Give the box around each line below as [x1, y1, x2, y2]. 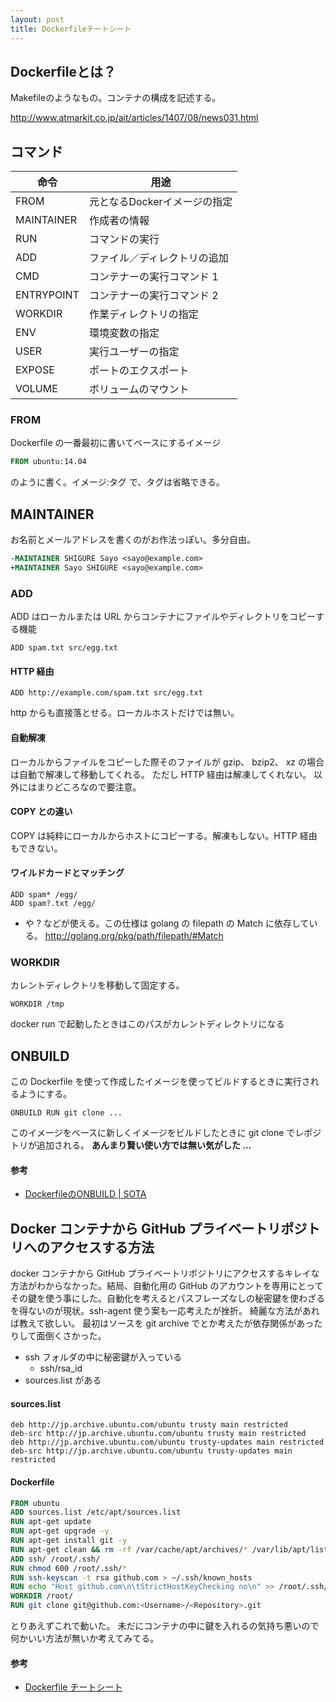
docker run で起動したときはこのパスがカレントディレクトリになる [10, 1018, 285, 1030]
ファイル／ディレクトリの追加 [88, 251, 229, 265]
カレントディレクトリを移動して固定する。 [10, 979, 185, 991]
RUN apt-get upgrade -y [10, 1526, 110, 1536]
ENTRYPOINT [15, 288, 80, 302]
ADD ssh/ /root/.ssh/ [10, 1554, 101, 1564]
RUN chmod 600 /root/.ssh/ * [10, 1563, 128, 1573]
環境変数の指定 [88, 326, 160, 340]
